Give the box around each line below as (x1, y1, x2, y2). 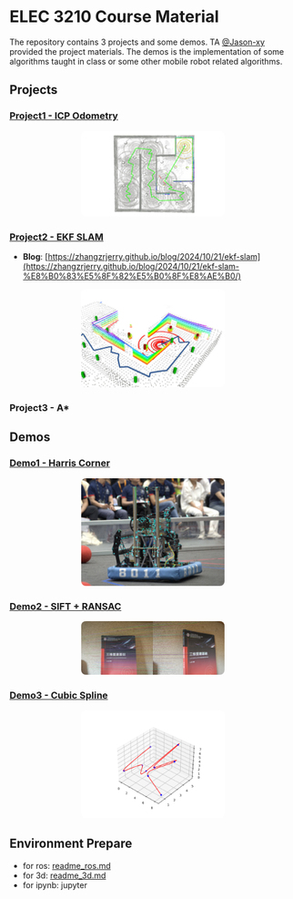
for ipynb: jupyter (22, 879, 88, 890)
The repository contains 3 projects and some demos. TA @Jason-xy (9, 36, 266, 47)
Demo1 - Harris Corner (9, 457, 111, 470)
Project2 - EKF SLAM (9, 230, 104, 243)
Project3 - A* (9, 401, 70, 414)
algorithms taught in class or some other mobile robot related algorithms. (9, 56, 283, 66)
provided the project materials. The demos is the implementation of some (9, 46, 285, 56)
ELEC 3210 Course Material (9, 6, 220, 27)
